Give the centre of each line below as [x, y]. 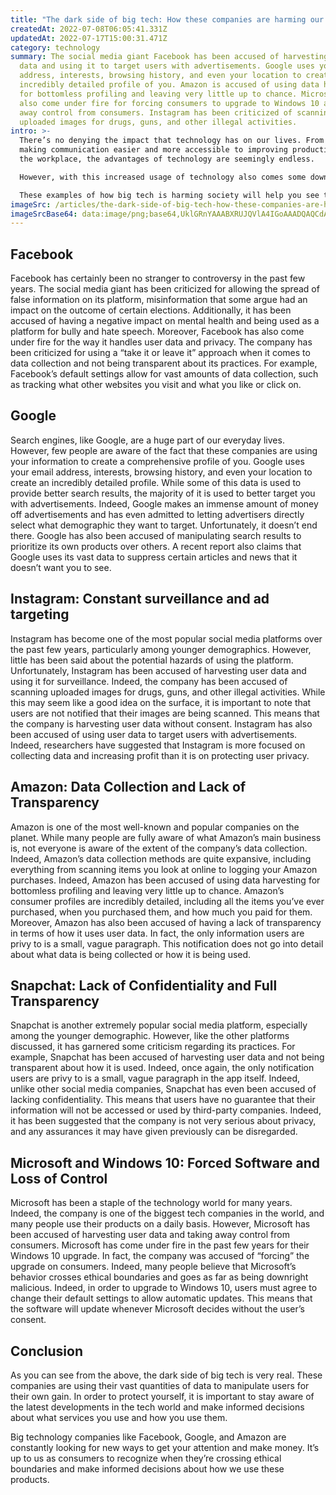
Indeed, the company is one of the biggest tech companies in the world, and [167, 1213]
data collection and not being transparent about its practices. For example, [164, 363]
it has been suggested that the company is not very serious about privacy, [163, 1121]
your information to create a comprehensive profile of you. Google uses [157, 461]
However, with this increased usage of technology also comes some [163, 177]
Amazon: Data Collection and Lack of [128, 787]
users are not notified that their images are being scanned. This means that [165, 713]
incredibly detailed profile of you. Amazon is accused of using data [169, 85]
